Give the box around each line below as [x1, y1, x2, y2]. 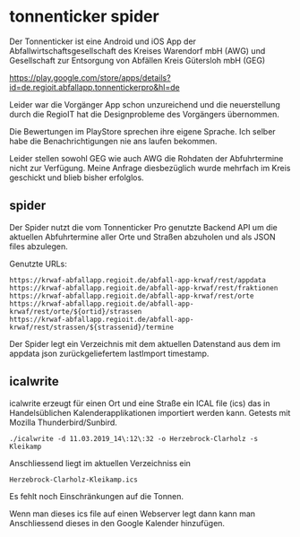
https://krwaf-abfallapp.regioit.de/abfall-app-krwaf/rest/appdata [9, 275, 267, 284]
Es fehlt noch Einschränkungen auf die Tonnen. [9, 490, 184, 501]
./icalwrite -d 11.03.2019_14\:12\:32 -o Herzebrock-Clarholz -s [9, 434, 258, 443]
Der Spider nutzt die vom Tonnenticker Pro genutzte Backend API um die [9, 221, 278, 232]
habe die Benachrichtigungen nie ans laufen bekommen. [9, 135, 218, 146]
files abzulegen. [9, 240, 69, 252]
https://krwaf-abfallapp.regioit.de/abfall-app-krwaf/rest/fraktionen [9, 283, 279, 292]
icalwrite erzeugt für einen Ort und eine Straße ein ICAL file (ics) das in [9, 397, 270, 409]
